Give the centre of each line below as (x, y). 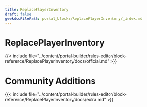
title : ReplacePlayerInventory (37, 9)
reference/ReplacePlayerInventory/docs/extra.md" (55, 100)
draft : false (18, 14)
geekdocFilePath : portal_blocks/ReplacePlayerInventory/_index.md (74, 18)
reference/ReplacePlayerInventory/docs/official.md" (57, 61)
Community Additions (50, 81)
